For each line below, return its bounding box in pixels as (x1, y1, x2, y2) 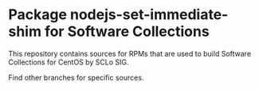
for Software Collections (44, 22, 210, 41)
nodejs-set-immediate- (70, 6, 229, 24)
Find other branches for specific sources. (8, 72, 144, 82)
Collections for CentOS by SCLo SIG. (8, 57, 129, 67)
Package (8, 6, 68, 24)
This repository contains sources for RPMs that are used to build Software (8, 49, 252, 58)
